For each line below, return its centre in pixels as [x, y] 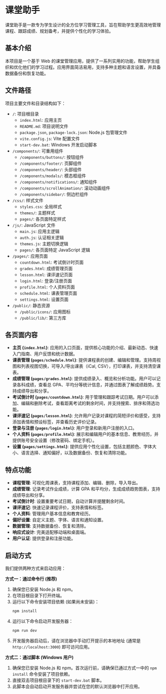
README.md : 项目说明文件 [44, 126]
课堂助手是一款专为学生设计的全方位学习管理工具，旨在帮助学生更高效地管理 [83, 25]
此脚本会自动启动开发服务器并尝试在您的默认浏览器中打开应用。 [77, 686]
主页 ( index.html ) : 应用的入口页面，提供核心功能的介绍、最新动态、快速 [85, 348]
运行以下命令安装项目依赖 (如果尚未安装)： [56, 602]
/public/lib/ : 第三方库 [43, 318]
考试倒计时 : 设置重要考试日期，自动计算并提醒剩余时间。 [70, 501]
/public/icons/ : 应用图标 [45, 312]
